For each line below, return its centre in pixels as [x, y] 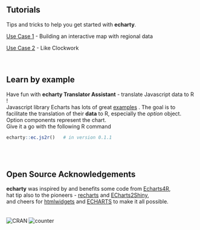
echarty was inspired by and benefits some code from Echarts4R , [89, 189]
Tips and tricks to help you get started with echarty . [71, 24]
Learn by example [41, 80]
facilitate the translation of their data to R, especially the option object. [94, 113]
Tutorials [23, 10]
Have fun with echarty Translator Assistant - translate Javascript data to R [100, 94]
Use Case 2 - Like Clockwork [43, 48]
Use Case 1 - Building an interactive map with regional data [79, 36]
